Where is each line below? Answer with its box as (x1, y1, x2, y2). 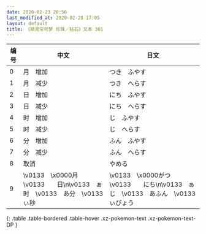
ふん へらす (109, 148, 147, 157)
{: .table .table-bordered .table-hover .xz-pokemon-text (6, 215, 147, 222)
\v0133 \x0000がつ (109, 171, 171, 179)
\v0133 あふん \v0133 (121, 189, 196, 198)
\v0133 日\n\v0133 (23, 180, 90, 189)
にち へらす (109, 102, 147, 111)
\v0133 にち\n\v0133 (109, 180, 183, 189)
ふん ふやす (109, 137, 147, 145)
